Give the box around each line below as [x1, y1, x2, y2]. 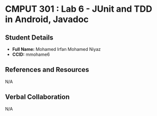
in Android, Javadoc [5, 14, 89, 25]
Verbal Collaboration [5, 93, 70, 101]
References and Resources [5, 66, 89, 74]
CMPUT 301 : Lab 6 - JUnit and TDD [5, 3, 153, 15]
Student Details [5, 33, 53, 42]
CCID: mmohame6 [12, 51, 50, 57]
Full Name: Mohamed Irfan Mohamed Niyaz [12, 46, 101, 52]
